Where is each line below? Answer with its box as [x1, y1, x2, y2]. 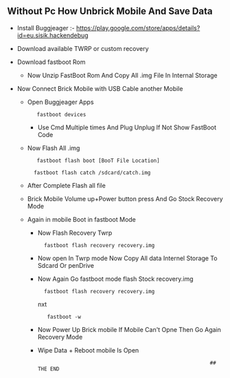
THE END [37, 365, 60, 372]
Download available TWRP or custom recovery [16, 44, 149, 52]
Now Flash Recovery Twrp [37, 229, 113, 237]
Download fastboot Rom [16, 58, 86, 66]
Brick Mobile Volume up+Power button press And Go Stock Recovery [27, 194, 223, 202]
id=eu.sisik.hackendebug [16, 31, 89, 39]
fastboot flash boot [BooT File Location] [36, 157, 160, 164]
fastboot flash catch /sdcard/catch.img [33, 169, 151, 176]
